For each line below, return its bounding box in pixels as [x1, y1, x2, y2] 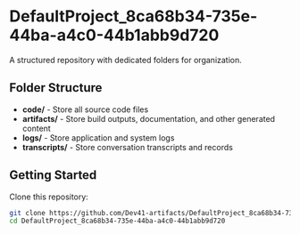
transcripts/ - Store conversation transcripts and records [21, 141, 234, 152]
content [21, 123, 51, 133]
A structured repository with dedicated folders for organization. [9, 54, 243, 65]
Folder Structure [9, 80, 103, 95]
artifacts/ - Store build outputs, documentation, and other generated [21, 113, 275, 124]
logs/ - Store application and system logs [21, 132, 175, 143]
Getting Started [9, 167, 97, 183]
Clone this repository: [9, 191, 89, 202]
